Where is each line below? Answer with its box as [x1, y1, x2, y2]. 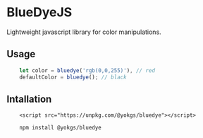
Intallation [6, 93, 52, 105]
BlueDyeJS [6, 4, 73, 21]
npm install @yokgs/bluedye [19, 125, 101, 132]
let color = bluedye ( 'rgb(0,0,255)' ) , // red [19, 67, 156, 74]
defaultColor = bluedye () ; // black [19, 74, 128, 81]
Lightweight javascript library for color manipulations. [6, 28, 161, 36]
